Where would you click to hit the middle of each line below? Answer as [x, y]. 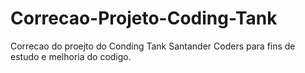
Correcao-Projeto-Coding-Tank [144, 18]
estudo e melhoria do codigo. [71, 56]
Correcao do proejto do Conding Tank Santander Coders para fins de [153, 46]
